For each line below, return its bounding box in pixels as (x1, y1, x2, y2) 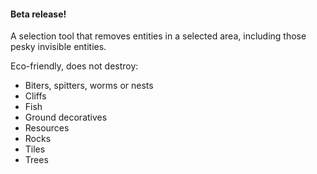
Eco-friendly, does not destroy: (10, 60, 139, 72)
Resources (24, 122, 70, 134)
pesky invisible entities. (10, 41, 107, 53)
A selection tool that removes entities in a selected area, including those (10, 30, 307, 42)
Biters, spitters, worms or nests (24, 80, 154, 92)
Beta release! (10, 8, 67, 20)
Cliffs (24, 90, 47, 102)
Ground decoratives (24, 111, 108, 124)
